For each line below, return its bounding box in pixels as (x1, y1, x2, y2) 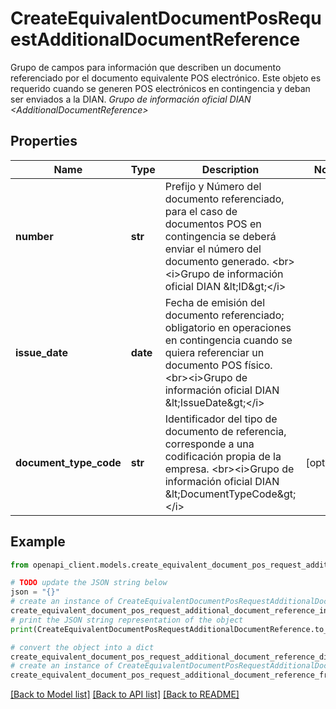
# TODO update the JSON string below (10, 578, 168, 588)
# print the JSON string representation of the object (10, 615, 244, 625)
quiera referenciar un (164, 345, 265, 359)
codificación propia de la (164, 449, 282, 463)
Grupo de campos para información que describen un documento (10, 61, 282, 73)
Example (10, 533, 66, 551)
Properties (10, 133, 78, 150)
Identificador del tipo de (164, 412, 278, 426)
